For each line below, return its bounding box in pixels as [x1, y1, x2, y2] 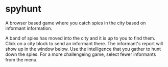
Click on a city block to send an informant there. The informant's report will [5, 40, 163, 46]
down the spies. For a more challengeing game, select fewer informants [5, 51, 156, 57]
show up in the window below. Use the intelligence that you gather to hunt [5, 46, 161, 52]
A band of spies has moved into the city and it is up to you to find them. [5, 35, 156, 41]
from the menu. [5, 56, 38, 62]
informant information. [5, 25, 53, 31]
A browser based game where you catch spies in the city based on [5, 20, 146, 26]
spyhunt [5, 3, 42, 15]
